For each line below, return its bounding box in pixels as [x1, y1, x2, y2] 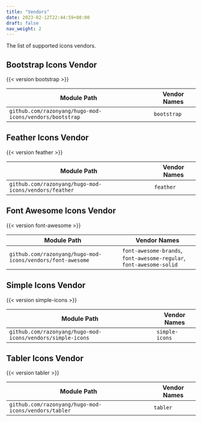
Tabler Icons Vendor [6, 353, 84, 364]
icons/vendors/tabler [9, 408, 71, 414]
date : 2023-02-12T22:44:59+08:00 [6, 14, 90, 20]
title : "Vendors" [6, 8, 50, 15]
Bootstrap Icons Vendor [6, 60, 97, 70]
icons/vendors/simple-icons [9, 334, 90, 341]
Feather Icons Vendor [6, 133, 89, 143]
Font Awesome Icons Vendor [6, 206, 116, 216]
